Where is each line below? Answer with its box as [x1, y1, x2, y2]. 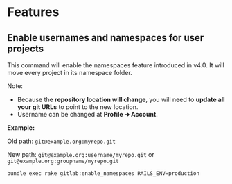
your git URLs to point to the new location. [17, 103, 139, 111]
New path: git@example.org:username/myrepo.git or [7, 151, 154, 158]
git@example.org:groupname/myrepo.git [7, 158, 119, 165]
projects [7, 42, 44, 54]
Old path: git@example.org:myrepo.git [7, 137, 116, 145]
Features [7, 4, 60, 20]
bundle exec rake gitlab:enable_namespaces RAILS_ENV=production [7, 170, 199, 177]
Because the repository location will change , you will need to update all [17, 95, 225, 103]
